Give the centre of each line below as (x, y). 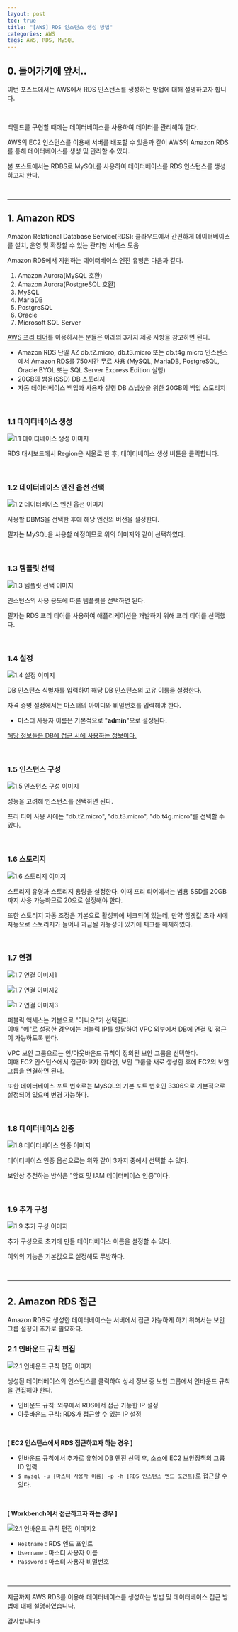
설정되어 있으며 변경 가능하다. (48, 1094)
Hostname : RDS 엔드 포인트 (55, 1543)
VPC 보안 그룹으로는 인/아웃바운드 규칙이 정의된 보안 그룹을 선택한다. (103, 1053)
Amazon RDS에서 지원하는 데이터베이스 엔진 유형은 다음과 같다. (96, 260)
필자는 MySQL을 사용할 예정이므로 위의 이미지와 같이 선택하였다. (96, 534)
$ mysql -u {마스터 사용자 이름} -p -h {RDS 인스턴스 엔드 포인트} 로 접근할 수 (123, 1476)
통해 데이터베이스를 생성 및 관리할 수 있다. (72, 151)
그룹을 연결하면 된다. (36, 1071)
